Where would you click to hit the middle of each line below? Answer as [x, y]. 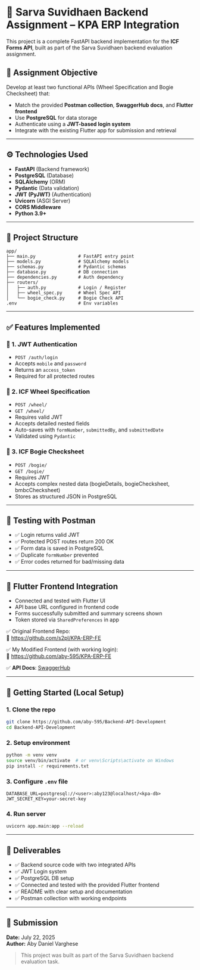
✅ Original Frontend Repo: [38, 632]
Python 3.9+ [30, 213]
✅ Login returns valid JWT [47, 535]
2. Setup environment [38, 742]
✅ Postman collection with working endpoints [71, 898]
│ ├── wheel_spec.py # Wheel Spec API [63, 293]
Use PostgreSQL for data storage [56, 117]
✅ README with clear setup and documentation [74, 891]
